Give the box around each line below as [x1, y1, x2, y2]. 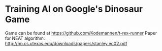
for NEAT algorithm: [5, 35, 45, 41]
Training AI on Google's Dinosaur [5, 3, 143, 15]
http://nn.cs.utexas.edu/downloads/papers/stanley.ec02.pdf [5, 40, 128, 46]
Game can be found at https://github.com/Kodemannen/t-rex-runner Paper [5, 30, 157, 36]
